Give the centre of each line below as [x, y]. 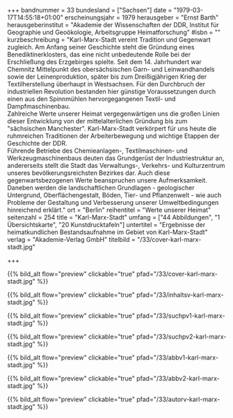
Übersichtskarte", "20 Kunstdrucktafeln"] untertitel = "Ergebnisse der [106, 225]
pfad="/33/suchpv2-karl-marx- [182, 336]
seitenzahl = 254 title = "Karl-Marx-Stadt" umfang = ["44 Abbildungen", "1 [114, 217]
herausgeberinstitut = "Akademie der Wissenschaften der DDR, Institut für [113, 25]
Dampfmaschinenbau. [39, 106]
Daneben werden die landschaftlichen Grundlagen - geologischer [101, 188]
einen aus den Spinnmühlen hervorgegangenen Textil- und [91, 99]
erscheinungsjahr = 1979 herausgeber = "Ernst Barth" [142, 17]
